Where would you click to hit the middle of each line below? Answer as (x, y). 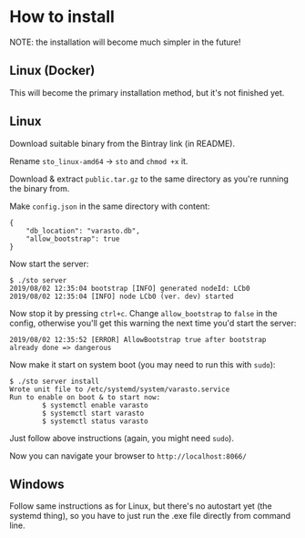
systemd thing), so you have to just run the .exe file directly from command (150, 516)
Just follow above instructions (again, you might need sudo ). (122, 438)
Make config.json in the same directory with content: (110, 206)
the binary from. (40, 188)
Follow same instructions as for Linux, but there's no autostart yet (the (141, 506)
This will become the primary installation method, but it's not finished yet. (147, 92)
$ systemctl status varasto (95, 421)
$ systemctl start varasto (93, 413)
